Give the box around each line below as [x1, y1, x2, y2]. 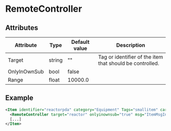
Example [5, 94, 34, 102]
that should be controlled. [98, 60, 159, 67]
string [48, 57, 63, 64]
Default [71, 39, 90, 45]
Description [116, 42, 146, 48]
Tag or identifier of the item [98, 54, 163, 60]
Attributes [5, 23, 38, 32]
